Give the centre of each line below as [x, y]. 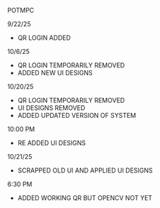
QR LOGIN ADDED [44, 38]
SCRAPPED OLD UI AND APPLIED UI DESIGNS [85, 170]
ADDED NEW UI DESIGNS [55, 73]
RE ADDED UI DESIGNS [52, 143]
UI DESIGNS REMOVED [51, 108]
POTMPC [21, 10]
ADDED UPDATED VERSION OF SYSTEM [77, 115]
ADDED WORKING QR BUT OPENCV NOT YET [85, 198]
